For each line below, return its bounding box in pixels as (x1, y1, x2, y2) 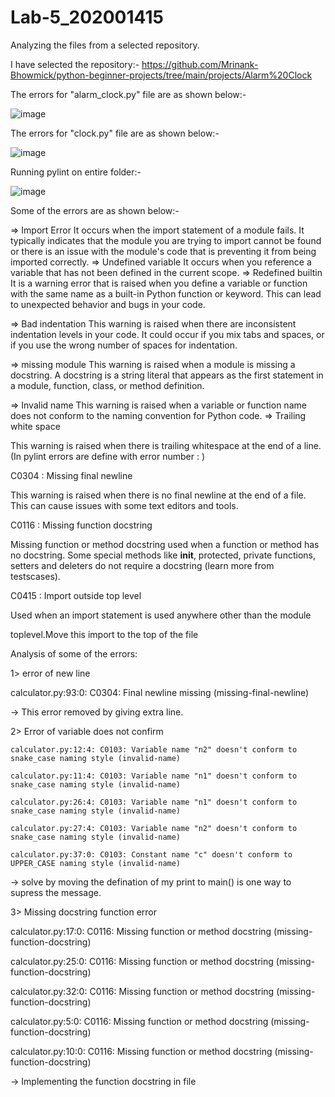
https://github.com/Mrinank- (141, 58, 259, 70)
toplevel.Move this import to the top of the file (10, 628, 199, 640)
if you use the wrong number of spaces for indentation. (10, 339, 238, 351)
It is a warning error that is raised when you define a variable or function (10, 277, 308, 289)
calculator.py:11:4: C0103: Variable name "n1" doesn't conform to (10, 771, 298, 781)
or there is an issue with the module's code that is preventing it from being (10, 245, 317, 257)
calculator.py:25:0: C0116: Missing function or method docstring (10, 955, 274, 967)
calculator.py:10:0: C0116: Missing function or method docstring (10, 1045, 273, 1057)
